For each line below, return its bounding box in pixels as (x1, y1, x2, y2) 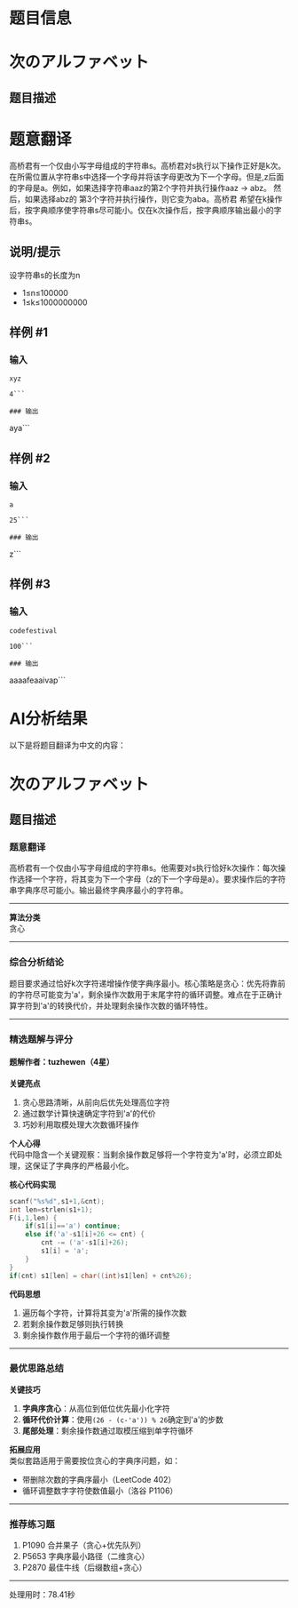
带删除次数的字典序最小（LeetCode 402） (21, 1474, 176, 1484)
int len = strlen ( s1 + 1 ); (9, 1205, 93, 1214)
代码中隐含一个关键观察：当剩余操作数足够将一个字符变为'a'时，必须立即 (9, 1148, 275, 1160)
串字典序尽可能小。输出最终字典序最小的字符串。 (9, 885, 188, 896)
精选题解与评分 (9, 1033, 74, 1045)
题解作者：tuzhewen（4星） (9, 1057, 114, 1068)
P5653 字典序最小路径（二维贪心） (21, 1551, 150, 1562)
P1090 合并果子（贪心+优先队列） (21, 1540, 146, 1551)
